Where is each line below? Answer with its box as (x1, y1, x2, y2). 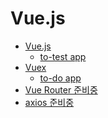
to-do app (39, 72, 82, 84)
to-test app (39, 50, 87, 62)
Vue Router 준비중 (24, 83, 98, 96)
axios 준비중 (24, 96, 75, 108)
